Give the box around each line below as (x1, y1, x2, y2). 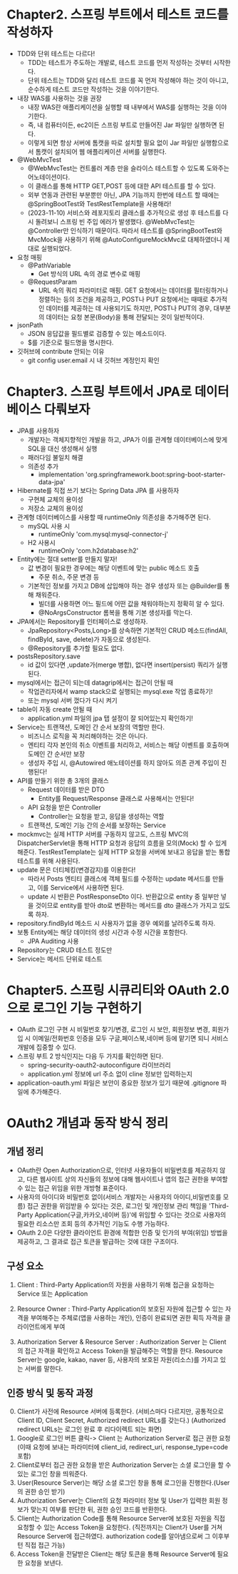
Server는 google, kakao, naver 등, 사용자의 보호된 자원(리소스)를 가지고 (16, 1355, 219, 1364)
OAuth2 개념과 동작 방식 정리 (6, 1115, 169, 1131)
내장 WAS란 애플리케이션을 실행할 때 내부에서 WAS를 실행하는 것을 (27, 103, 214, 111)
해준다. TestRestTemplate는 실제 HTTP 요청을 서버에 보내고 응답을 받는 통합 (16, 847, 231, 856)
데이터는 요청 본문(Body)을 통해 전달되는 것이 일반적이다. (46, 312, 205, 321)
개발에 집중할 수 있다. (16, 1043, 76, 1051)
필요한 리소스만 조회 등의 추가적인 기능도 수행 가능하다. (16, 1219, 170, 1227)
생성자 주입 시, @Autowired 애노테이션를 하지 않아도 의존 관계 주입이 (27, 758, 219, 767)
